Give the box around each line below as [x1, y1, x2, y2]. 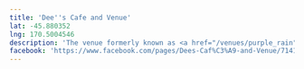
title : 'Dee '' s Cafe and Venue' [9, 13, 131, 22]
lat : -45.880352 [9, 22, 71, 30]
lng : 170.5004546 [9, 30, 75, 39]
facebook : [9, 47, 47, 56]
